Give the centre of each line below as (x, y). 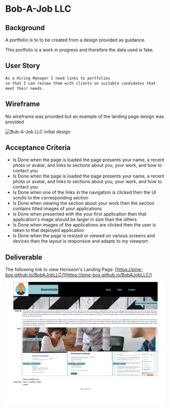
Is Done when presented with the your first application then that (79, 214)
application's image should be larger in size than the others (75, 219)
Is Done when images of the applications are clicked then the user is (84, 225)
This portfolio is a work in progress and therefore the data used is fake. (80, 50)
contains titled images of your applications (57, 209)
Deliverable (24, 257)
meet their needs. (25, 88)
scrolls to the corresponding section (51, 198)
